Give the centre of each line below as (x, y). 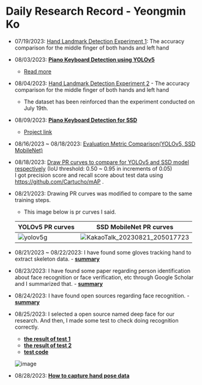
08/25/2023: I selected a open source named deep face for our (95, 314)
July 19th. (36, 108)
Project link (38, 132)
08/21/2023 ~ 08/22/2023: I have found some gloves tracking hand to (103, 252)
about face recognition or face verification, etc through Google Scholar (104, 277)
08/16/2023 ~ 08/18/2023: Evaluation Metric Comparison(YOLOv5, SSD (105, 144)
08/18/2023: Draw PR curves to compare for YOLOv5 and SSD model (102, 162)
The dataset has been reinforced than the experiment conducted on (109, 102)
